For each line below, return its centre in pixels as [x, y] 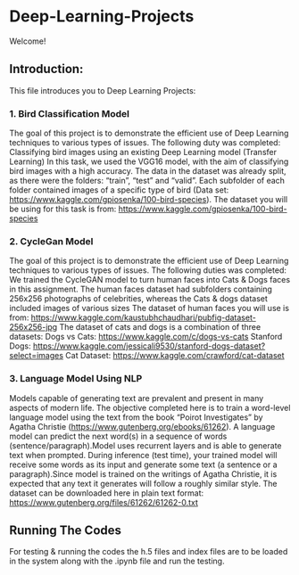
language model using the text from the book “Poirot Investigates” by [136, 417]
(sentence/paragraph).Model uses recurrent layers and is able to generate [146, 445]
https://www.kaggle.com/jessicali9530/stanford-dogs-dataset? [149, 346]
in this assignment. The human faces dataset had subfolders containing [141, 289]
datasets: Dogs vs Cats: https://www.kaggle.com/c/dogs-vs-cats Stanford [146, 337]
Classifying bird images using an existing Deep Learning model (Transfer [143, 152]
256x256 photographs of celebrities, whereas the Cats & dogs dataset [138, 299]
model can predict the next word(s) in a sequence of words [118, 436]
